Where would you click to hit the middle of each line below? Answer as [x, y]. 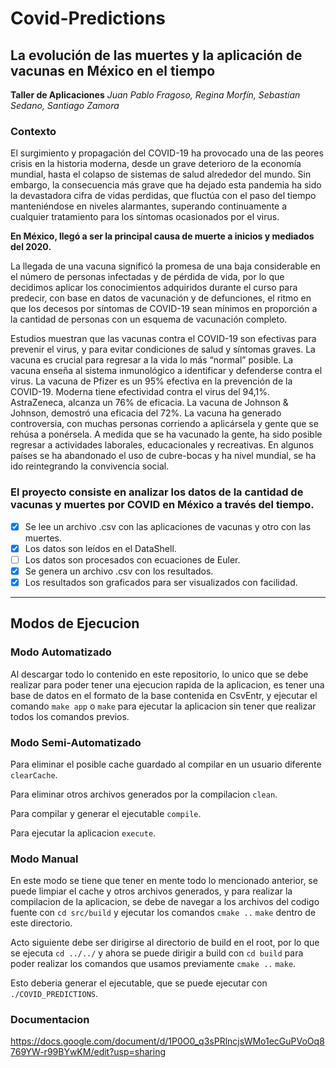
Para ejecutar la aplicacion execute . [83, 833]
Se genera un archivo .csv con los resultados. [119, 571]
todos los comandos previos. [70, 716]
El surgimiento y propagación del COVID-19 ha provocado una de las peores [167, 153]
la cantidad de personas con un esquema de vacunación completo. [149, 319]
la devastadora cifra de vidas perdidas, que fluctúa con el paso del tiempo [163, 196]
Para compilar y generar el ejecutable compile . [106, 813]
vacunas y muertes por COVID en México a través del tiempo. [162, 505]
